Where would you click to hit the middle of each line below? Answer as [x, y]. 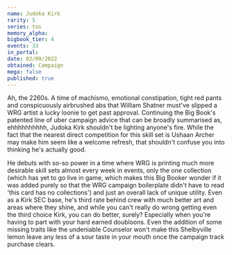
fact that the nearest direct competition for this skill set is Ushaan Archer [111, 135]
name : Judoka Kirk [34, 14]
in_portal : [23, 53]
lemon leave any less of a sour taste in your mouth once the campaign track [116, 237]
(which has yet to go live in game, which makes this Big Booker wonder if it [114, 178]
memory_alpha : [28, 33]
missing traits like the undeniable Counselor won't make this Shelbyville [109, 229]
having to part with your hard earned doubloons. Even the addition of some [115, 222]
